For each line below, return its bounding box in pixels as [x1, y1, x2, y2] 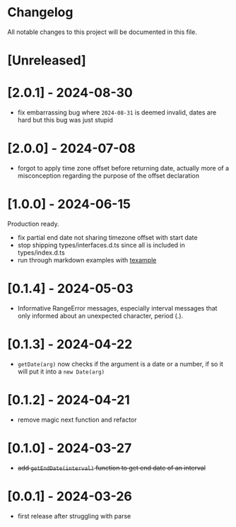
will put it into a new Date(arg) [17, 367, 105, 376]
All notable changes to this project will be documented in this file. [7, 28, 198, 36]
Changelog [7, 4, 73, 21]
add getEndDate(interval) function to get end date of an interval [17, 463, 206, 472]
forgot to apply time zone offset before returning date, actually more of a [17, 164, 230, 172]
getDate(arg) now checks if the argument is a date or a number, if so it [17, 359, 224, 368]
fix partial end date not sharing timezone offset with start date [17, 233, 198, 241]
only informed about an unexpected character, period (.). [17, 311, 184, 320]
